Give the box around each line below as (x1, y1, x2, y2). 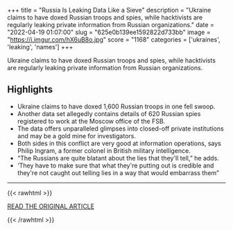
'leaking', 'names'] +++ (7, 43, 74, 51)
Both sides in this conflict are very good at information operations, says (17, 139, 222, 147)
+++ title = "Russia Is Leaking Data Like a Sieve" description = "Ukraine (7, 6, 212, 14)
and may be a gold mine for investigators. (17, 131, 137, 140)
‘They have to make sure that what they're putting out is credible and (17, 161, 214, 170)
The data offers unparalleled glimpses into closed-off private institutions (17, 124, 224, 133)
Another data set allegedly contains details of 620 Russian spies (17, 109, 201, 117)
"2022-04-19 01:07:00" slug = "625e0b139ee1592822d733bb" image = (7, 28, 211, 36)
